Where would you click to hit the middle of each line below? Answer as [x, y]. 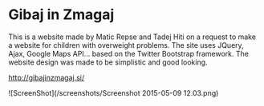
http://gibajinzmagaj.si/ [47, 77]
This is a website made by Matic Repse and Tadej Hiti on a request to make [132, 37]
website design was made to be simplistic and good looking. [108, 62]
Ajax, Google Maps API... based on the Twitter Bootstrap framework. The [128, 53]
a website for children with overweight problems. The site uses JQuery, [126, 45]
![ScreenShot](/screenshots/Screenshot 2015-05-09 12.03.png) [114, 92]
